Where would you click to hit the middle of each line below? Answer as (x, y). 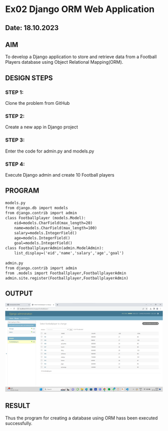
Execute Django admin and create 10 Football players (60, 175)
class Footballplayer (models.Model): (45, 218)
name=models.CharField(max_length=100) (56, 228)
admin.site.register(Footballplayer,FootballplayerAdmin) (67, 278)
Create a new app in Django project (42, 127)
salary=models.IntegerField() (46, 233)
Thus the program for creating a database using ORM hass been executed (81, 418)
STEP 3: (15, 140)
